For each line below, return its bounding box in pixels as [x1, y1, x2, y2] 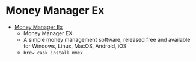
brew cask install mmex [23, 50, 84, 56]
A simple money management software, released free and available [23, 36, 191, 43]
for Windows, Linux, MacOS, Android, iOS [23, 42, 127, 50]
